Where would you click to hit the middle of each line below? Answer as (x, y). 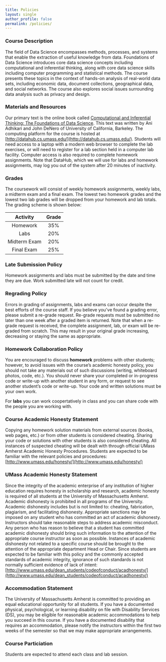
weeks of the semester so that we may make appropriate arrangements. (79, 630)
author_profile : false (28, 19)
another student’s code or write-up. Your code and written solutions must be (83, 386)
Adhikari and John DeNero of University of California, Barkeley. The (74, 128)
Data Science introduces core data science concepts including (69, 62)
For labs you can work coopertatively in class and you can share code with (82, 401)
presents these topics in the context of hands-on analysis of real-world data (83, 78)
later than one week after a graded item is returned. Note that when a (76, 320)
